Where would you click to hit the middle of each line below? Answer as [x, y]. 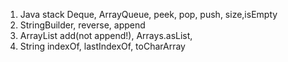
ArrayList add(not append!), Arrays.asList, [106, 35]
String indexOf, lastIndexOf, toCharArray [102, 46]
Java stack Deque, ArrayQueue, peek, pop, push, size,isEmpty [148, 14]
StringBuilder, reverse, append [82, 25]
